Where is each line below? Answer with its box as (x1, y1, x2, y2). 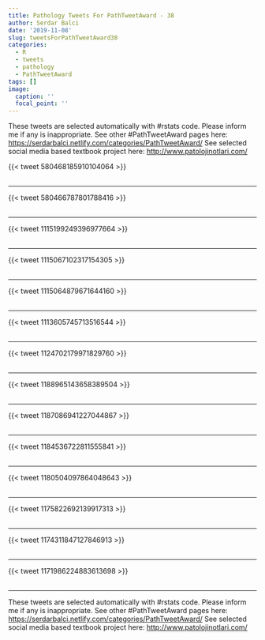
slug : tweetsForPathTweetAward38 (8, 33, 118, 42)
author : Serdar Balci (8, 19, 80, 27)
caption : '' (15, 92, 55, 100)
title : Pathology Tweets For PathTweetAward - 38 (8, 11, 175, 20)
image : (8, 85, 30, 93)
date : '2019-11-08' (8, 26, 73, 34)
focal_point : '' (15, 100, 69, 107)
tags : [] (8, 77, 37, 85)
